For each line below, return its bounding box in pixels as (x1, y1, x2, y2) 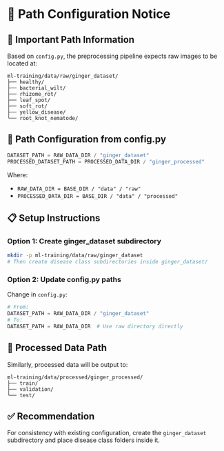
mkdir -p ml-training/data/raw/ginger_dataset (7, 252, 143, 259)
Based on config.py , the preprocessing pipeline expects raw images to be (7, 52, 218, 60)
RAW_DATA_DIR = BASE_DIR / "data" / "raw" (17, 186, 141, 192)
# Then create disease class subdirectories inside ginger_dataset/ (7, 259, 208, 265)
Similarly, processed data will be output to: (7, 360, 128, 368)
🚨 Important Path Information (7, 34, 135, 46)
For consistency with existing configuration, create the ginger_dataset (7, 429, 207, 437)
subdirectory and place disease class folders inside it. (7, 436, 161, 444)
